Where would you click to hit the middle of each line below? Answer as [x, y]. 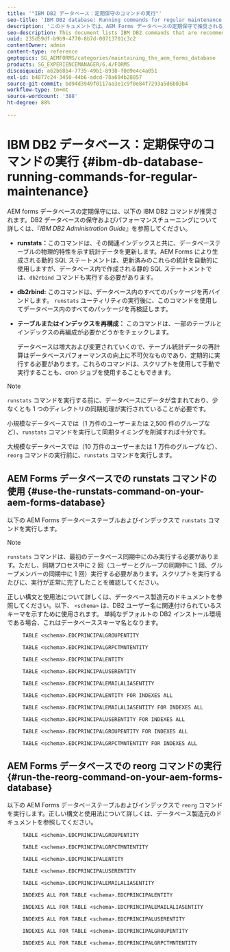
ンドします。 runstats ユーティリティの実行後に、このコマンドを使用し [117, 300]
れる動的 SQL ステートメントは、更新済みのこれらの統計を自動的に [124, 260]
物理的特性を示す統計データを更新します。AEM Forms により [127, 252]
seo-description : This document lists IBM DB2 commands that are [102, 33]
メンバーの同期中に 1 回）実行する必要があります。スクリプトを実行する [120, 574]
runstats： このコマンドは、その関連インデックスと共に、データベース [116, 243]
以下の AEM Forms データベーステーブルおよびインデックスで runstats [107, 520]
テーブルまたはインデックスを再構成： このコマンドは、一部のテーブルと [119, 324]
